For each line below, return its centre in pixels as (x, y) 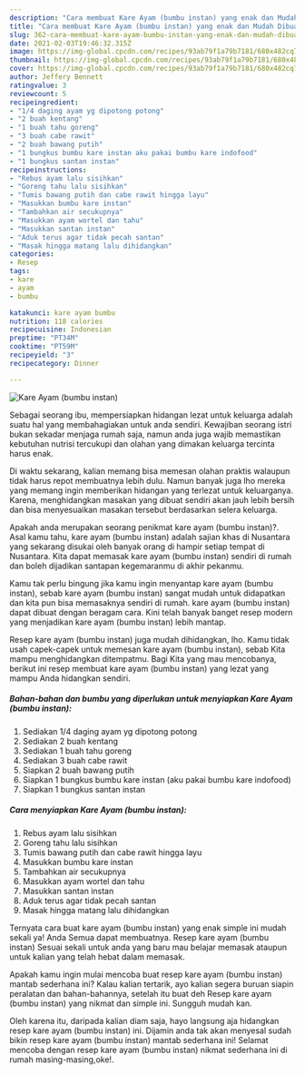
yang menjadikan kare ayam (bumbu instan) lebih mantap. (118, 622)
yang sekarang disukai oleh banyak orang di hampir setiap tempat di (137, 547)
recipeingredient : (44, 102)
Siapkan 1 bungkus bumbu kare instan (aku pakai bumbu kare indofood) (157, 779)
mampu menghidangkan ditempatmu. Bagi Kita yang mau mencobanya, (143, 658)
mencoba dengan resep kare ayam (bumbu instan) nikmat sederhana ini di (148, 1049)
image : (22, 52)
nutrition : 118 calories (56, 321)
